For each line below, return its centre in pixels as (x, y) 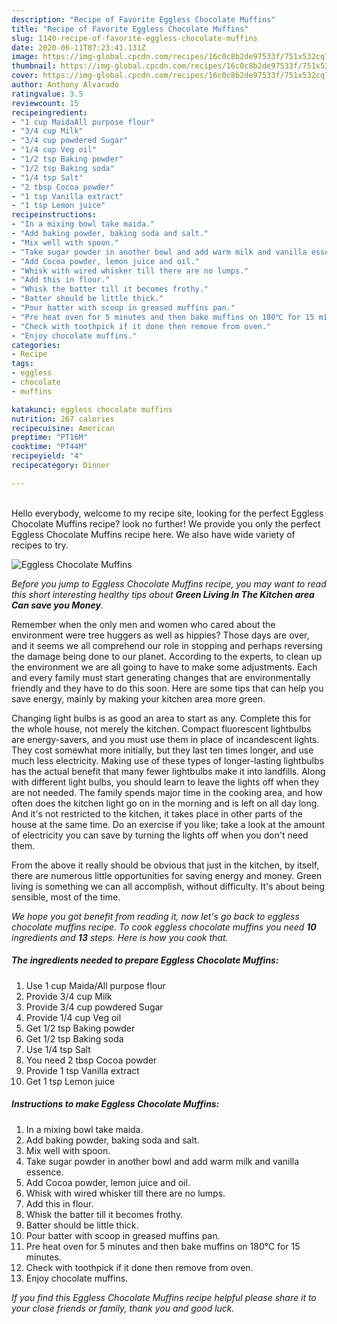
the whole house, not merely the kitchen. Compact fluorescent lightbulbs (161, 728)
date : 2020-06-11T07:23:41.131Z (78, 47)
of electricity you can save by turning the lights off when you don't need (160, 835)
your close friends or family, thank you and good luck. (123, 1308)
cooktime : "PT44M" (49, 447)
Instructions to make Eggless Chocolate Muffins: (115, 1104)
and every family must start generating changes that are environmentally (161, 677)
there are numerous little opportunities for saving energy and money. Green (167, 875)
